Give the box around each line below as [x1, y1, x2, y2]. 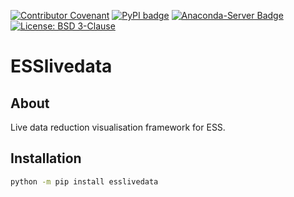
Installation [10, 150, 82, 167]
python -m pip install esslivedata [10, 176, 159, 187]
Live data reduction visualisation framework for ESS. [10, 121, 226, 133]
